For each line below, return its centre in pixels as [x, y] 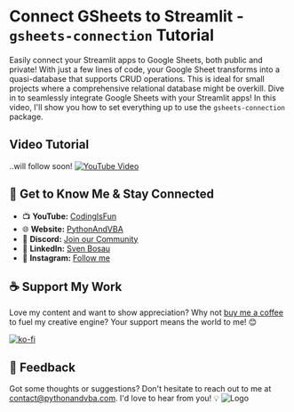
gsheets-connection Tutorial [112, 35]
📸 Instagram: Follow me [66, 258]
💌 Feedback [42, 367]
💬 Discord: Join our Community [80, 238]
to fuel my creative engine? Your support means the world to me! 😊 [133, 322]
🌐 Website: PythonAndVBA [73, 229]
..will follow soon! [41, 166]
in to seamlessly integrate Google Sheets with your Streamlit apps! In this [143, 97]
